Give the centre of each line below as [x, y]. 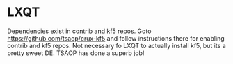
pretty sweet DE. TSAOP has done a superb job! [76, 53]
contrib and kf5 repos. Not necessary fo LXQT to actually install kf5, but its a [116, 45]
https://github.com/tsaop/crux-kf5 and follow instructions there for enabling [116, 38]
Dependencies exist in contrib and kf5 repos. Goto [79, 31]
